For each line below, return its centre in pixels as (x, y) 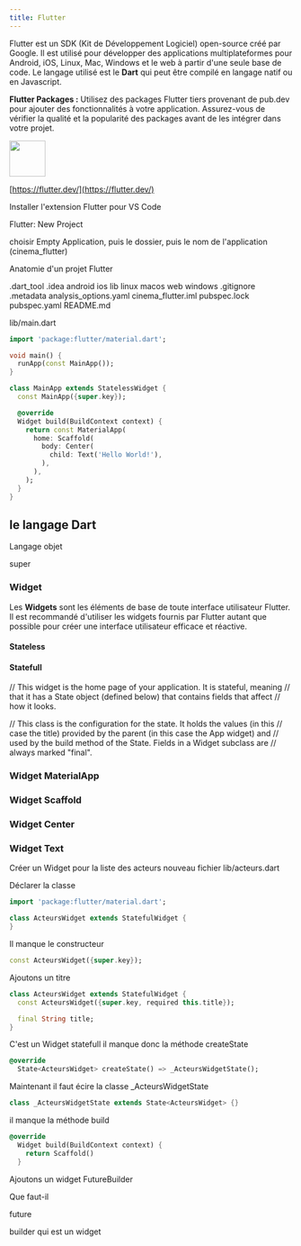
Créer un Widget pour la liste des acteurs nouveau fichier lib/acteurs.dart (145, 868)
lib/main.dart (33, 323)
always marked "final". (51, 752)
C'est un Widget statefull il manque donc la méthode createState (129, 1044)
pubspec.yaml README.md (60, 305)
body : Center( (68, 447)
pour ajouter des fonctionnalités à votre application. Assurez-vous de (137, 108)
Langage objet (36, 547)
